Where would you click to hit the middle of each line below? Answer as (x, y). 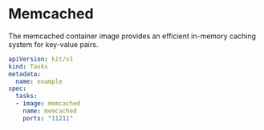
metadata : (25, 74)
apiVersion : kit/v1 (41, 59)
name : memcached (50, 111)
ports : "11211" (48, 118)
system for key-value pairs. (53, 44)
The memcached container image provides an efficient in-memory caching (132, 36)
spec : (17, 89)
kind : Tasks (28, 66)
